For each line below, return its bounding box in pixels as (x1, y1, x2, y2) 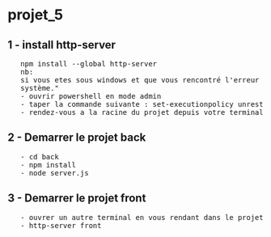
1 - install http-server (7, 38, 116, 52)
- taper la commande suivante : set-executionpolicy (20, 99, 234, 108)
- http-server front (20, 221, 102, 230)
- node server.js (20, 168, 90, 177)
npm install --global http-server (20, 59, 158, 68)
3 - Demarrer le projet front (7, 192, 146, 205)
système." (20, 83, 60, 92)
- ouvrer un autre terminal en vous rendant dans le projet (20, 213, 264, 222)
